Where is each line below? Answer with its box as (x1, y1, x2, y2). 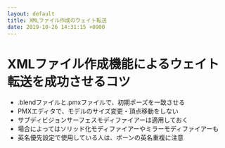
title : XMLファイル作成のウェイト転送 (7, 17, 108, 24)
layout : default (7, 10, 55, 18)
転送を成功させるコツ (7, 73, 131, 90)
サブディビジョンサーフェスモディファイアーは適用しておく (17, 116, 188, 124)
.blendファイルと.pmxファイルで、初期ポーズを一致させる (17, 98, 186, 106)
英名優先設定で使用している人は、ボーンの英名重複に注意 (17, 133, 184, 142)
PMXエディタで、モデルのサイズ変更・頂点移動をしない (17, 107, 179, 116)
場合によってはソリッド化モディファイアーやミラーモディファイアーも (17, 125, 219, 133)
